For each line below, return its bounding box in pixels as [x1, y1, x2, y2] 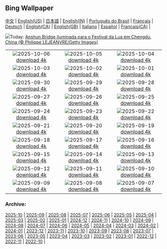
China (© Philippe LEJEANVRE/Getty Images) [5, 39, 98, 45]
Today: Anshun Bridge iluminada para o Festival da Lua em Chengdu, [10, 33, 152, 39]
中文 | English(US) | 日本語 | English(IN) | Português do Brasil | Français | [5, 17, 154, 24]
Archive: [5, 201, 26, 208]
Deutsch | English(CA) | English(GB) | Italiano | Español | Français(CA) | [5, 23, 151, 29]
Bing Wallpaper [5, 4, 54, 12]
